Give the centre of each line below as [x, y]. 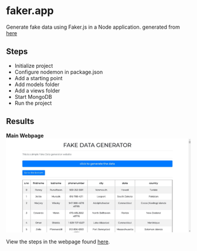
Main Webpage [25, 135]
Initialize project [34, 66]
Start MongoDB [33, 97]
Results [20, 121]
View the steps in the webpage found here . [58, 242]
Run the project [33, 103]
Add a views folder [37, 90]
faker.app [30, 11]
